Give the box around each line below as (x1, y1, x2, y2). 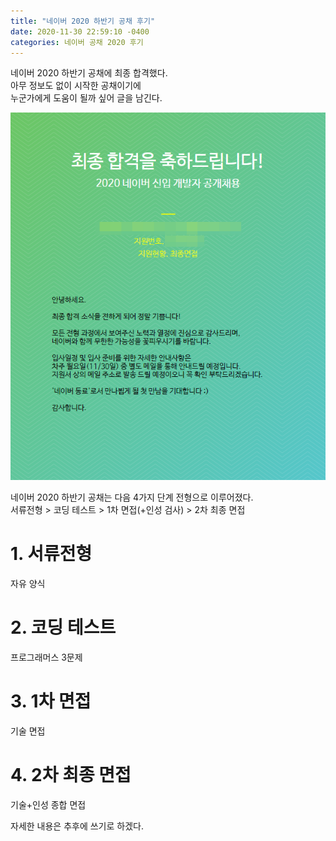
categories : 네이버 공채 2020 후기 (10, 37, 144, 47)
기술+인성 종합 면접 (10, 798, 87, 810)
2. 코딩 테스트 (10, 616, 117, 639)
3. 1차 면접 (10, 690, 92, 713)
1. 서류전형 (10, 543, 93, 565)
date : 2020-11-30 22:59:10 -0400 (10, 26, 150, 37)
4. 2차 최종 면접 (10, 764, 132, 787)
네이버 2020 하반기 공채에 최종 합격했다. (10, 67, 168, 79)
